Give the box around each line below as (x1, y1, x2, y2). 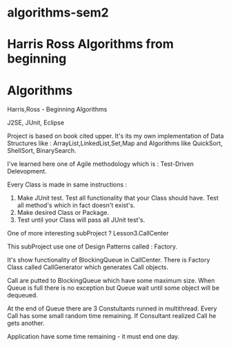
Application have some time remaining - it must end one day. (7, 333, 180, 341)
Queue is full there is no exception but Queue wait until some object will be (7, 284, 219, 292)
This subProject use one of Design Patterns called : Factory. (7, 242, 178, 251)
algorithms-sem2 (7, 5, 109, 21)
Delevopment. (7, 167, 47, 176)
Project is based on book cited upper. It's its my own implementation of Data (7, 132, 224, 140)
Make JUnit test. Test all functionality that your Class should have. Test (17, 194, 219, 202)
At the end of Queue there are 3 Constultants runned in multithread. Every (7, 304, 217, 313)
